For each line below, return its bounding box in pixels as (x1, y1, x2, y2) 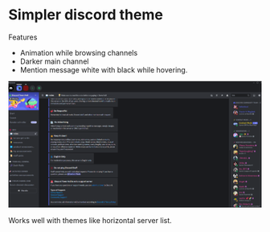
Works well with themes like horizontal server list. (8, 216, 173, 226)
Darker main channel (19, 56, 89, 66)
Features (8, 32, 38, 42)
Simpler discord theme (8, 6, 163, 24)
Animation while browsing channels (19, 48, 138, 57)
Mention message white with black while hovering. (19, 64, 188, 74)
